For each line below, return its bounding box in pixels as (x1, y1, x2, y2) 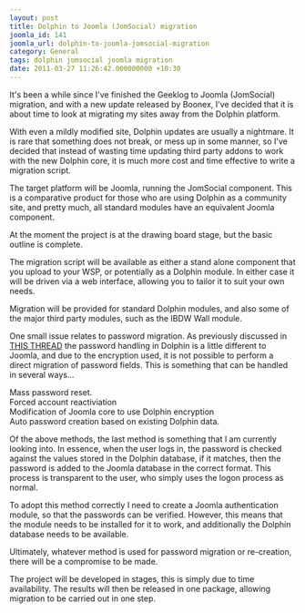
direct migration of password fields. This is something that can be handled (9, 359, 289, 370)
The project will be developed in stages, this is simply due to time (9, 573, 255, 584)
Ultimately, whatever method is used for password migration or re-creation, (9, 546, 292, 557)
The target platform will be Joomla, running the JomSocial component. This (9, 182, 293, 193)
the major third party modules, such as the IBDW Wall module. (9, 312, 243, 323)
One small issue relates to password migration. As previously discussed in (9, 330, 288, 342)
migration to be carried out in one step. (9, 593, 157, 604)
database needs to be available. (9, 528, 129, 539)
